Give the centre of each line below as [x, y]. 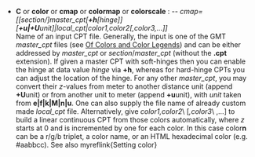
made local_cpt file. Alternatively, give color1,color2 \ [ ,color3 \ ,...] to [125, 111]
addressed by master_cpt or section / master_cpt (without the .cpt [121, 53]
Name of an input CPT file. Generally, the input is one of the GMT [120, 36]
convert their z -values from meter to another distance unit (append [124, 86]
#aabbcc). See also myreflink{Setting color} [86, 145]
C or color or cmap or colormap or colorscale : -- [97, 11]
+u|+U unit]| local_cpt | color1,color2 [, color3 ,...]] [93, 28]
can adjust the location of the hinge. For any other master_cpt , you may [131, 78]
